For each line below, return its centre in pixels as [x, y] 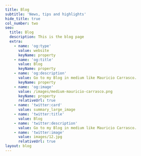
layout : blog [18, 146]
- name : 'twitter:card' [38, 105]
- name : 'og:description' [40, 73]
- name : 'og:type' [33, 46]
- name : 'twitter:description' [46, 123]
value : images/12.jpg [40, 137]
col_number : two [22, 23]
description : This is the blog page [47, 37]
